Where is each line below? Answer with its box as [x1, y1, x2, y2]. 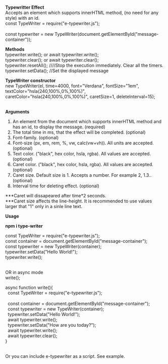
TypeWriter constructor [5, 78, 56, 83]
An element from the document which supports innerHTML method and [12, 119, 162, 124]
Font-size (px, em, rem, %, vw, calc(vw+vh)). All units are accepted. [12, 140, 154, 146]
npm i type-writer [5, 223, 43, 229]
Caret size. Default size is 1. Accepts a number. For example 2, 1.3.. [12, 172, 152, 178]
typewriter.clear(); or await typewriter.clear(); [5, 57, 99, 63]
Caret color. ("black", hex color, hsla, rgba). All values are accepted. [12, 162, 154, 167]
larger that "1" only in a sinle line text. [5, 203, 83, 209]
